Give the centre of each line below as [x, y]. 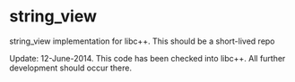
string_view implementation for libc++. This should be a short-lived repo [142, 41]
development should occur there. [71, 68]
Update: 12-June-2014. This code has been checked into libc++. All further [147, 58]
